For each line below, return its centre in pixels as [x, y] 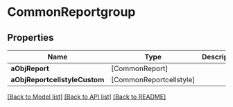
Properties [31, 38]
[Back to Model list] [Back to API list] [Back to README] [87, 97]
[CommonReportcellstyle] [153, 80]
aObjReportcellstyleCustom [58, 80]
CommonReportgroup [71, 12]
